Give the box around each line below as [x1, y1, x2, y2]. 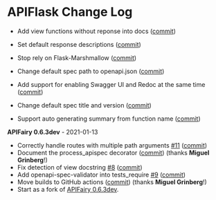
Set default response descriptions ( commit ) [17, 40, 142, 48]
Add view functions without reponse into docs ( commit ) [17, 27, 177, 35]
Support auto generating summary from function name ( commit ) [17, 114, 201, 123]
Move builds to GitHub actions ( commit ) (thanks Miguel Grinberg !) [17, 177, 208, 186]
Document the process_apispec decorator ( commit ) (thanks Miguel [17, 148, 210, 157]
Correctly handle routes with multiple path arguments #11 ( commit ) [17, 141, 208, 149]
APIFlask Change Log [7, 4, 133, 20]
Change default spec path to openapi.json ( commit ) [17, 67, 165, 75]
